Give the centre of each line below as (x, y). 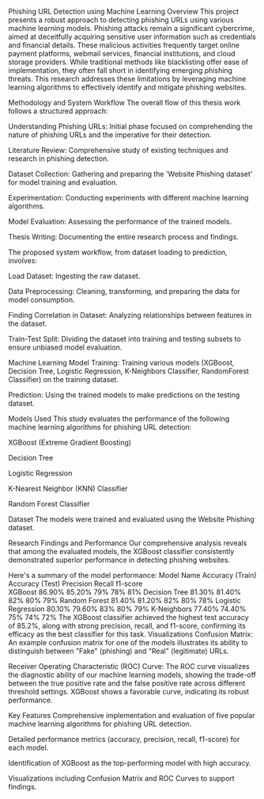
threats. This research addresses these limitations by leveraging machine (127, 79)
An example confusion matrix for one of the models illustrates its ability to (128, 642)
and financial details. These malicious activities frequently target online (124, 45)
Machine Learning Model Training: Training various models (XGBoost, (121, 363)
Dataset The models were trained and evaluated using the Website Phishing (131, 519)
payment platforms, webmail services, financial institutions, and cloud (122, 54)
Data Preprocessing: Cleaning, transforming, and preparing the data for (124, 291)
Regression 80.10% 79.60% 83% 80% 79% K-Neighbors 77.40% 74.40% (127, 609)
